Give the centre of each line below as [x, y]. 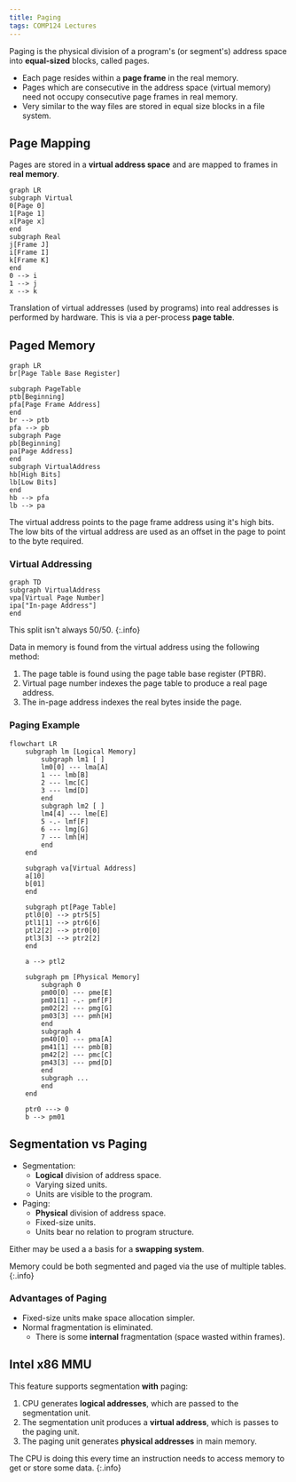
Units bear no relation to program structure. [115, 1231]
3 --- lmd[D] [65, 790]
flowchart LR [33, 744]
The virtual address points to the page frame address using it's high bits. [142, 522]
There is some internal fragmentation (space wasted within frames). [160, 1336]
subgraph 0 [61, 984]
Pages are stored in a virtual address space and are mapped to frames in [144, 164]
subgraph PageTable [45, 389]
